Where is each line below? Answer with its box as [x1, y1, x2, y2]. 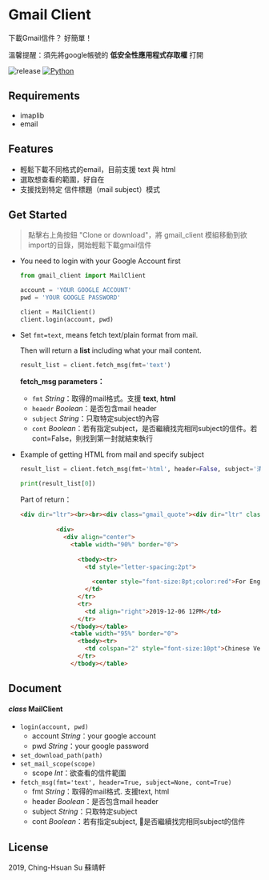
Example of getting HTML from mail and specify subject [19, 450, 204, 459]
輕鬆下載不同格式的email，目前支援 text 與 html [19, 164, 176, 174]
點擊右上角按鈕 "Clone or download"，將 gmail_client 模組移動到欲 [27, 230, 248, 240]
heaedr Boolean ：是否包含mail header [31, 403, 158, 413]
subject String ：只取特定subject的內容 [31, 414, 160, 423]
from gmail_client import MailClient [19, 272, 147, 280]
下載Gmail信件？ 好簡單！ [8, 33, 93, 42]
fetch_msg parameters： [19, 376, 105, 386]
